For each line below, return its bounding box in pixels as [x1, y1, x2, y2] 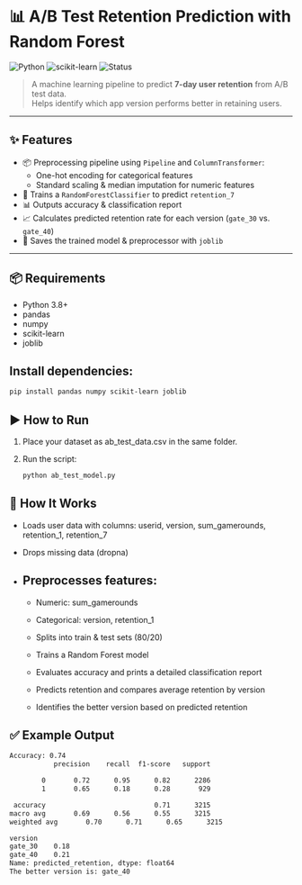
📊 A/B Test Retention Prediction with [9, 6, 292, 27]
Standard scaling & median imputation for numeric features [35, 179, 254, 190]
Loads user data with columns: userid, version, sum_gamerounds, [22, 519, 267, 530]
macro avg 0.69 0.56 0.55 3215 [9, 808, 211, 818]
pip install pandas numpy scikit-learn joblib [9, 387, 187, 396]
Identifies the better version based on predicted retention [35, 701, 248, 712]
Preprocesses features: [22, 573, 157, 589]
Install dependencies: [9, 363, 133, 378]
